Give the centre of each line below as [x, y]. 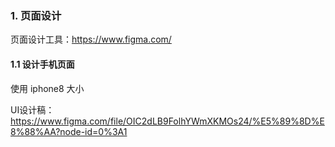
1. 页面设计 [36, 15]
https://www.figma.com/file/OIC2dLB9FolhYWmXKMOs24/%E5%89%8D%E [167, 121]
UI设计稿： [32, 109]
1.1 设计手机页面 [42, 64]
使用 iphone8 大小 [47, 88]
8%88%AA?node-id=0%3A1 [69, 131]
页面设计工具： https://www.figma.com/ [91, 39]
